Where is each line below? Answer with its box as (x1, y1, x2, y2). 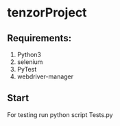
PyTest (16, 65, 37, 73)
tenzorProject (7, 5, 87, 21)
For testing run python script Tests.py (7, 110, 113, 118)
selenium (16, 58, 43, 66)
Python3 (16, 50, 41, 59)
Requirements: (7, 32, 72, 44)
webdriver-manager (16, 72, 74, 81)
